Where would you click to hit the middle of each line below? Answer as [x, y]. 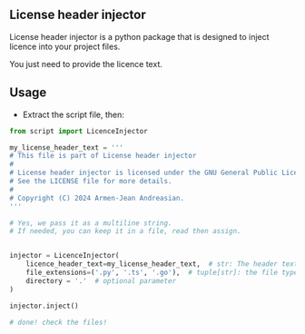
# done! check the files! [58, 322]
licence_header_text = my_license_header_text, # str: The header [152, 264]
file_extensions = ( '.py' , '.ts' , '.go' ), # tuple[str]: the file [152, 272]
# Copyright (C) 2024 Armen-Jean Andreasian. [97, 198]
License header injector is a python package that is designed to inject [139, 36]
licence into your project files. [65, 46]
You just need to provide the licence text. [86, 64]
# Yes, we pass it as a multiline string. [91, 223]
